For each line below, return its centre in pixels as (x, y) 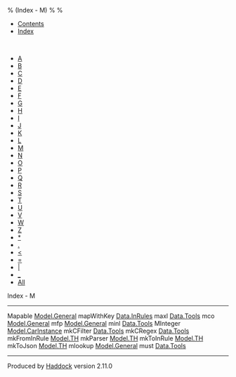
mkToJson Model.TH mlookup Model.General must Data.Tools (97, 346)
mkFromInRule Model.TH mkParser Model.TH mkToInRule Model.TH (105, 338)
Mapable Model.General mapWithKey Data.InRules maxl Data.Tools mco (111, 316)
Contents (31, 24)
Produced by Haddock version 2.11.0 (60, 366)
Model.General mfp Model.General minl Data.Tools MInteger (94, 323)
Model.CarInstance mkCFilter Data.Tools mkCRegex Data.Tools (98, 331)
